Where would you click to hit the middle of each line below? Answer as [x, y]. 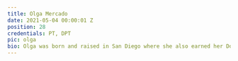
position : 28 [27, 27]
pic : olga [22, 40]
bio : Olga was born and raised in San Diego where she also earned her [115, 46]
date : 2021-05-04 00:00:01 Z [50, 20]
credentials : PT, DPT [39, 33]
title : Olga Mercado [38, 14]
